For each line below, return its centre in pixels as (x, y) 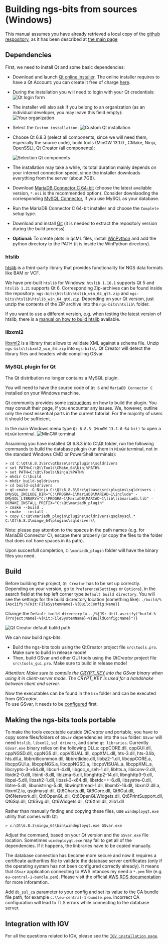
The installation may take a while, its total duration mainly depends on (84, 167)
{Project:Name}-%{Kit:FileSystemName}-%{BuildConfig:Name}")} (71, 619)
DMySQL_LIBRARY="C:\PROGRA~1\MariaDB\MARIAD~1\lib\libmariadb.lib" (77, 499)
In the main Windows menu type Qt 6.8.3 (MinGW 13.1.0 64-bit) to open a (83, 428)
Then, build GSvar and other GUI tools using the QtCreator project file (85, 658)
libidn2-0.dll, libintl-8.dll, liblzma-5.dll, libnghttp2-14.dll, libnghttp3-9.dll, (79, 775)
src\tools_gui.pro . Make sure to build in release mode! (70, 663)
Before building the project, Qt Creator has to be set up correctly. (73, 584)
